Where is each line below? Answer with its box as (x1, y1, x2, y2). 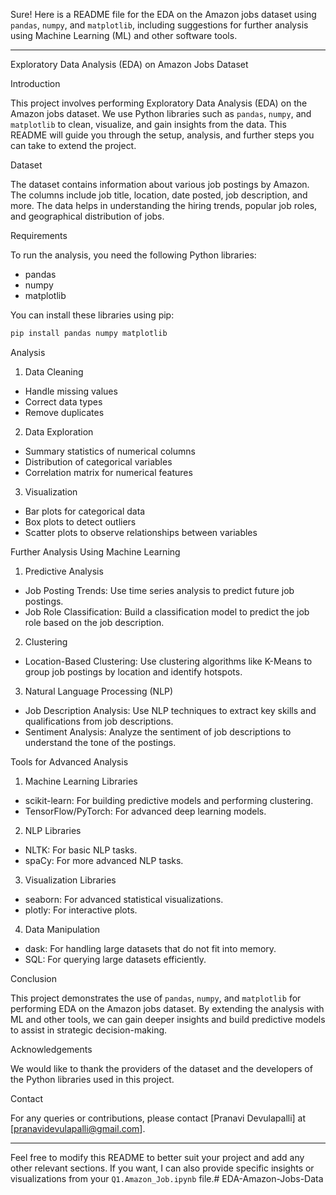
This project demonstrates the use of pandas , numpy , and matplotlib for (10, 992, 302, 1004)
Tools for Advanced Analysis (10, 755, 129, 768)
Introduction (10, 78, 61, 89)
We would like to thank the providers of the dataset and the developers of (10, 1062, 313, 1074)
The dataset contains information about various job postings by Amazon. (10, 179, 310, 190)
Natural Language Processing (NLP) (24, 685, 174, 697)
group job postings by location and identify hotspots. (24, 665, 243, 678)
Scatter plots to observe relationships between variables (24, 526, 258, 538)
